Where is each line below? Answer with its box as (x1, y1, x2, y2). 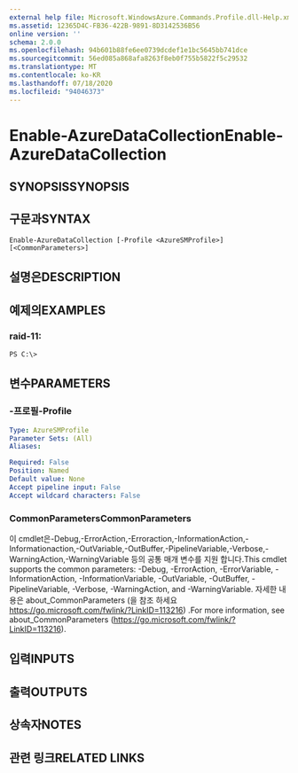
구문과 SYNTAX (9, 212, 91, 227)
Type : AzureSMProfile (9, 426, 90, 434)
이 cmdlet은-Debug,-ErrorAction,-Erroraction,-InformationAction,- (9, 533, 249, 543)
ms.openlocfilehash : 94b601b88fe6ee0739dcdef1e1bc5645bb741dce (9, 46, 248, 55)
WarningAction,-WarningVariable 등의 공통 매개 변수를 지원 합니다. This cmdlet (9, 553, 287, 564)
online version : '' (9, 29, 82, 38)
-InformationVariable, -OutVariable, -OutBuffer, (78, 573, 250, 583)
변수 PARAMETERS (9, 376, 111, 391)
